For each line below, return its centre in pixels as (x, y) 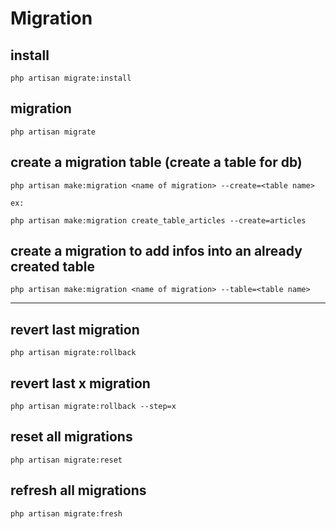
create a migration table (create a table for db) (156, 162)
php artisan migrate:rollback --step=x (93, 407)
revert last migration (75, 329)
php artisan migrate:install (71, 78)
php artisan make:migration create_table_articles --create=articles (158, 220)
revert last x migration (80, 383)
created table (52, 267)
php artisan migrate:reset (66, 460)
